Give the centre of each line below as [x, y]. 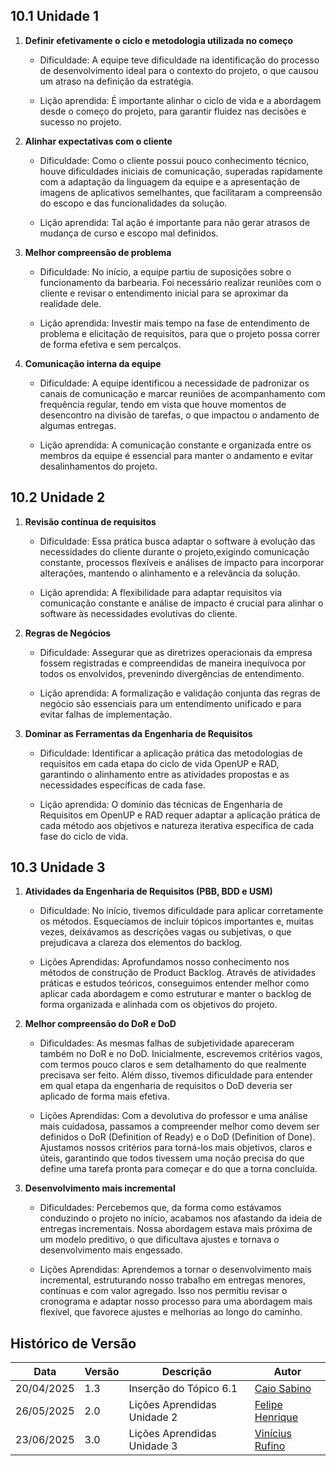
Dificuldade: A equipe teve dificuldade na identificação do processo [179, 60]
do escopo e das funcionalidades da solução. [133, 203]
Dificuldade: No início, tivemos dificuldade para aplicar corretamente [181, 911]
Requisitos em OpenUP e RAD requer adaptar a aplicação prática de [180, 815]
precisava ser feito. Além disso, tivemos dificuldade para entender [176, 1075]
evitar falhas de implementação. [106, 714]
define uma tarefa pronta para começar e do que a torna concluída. [178, 1169]
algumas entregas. [78, 425]
